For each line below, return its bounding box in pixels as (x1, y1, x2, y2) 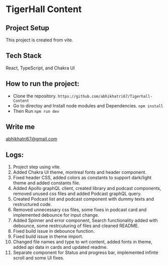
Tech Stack (6, 51, 42, 60)
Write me (6, 122, 35, 131)
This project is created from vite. (6, 37, 73, 43)
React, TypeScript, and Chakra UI (6, 64, 75, 71)
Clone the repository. (13, 93, 57, 99)
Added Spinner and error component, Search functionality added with (13, 218, 158, 224)
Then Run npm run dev (13, 108, 59, 114)
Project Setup (6, 24, 50, 32)
